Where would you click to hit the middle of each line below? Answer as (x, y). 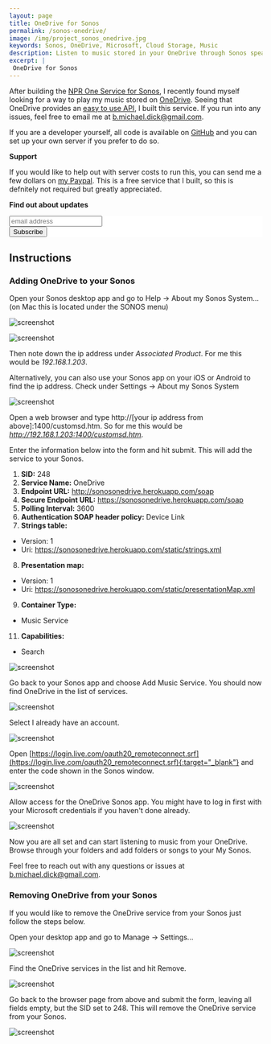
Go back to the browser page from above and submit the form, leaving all (130, 999)
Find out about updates (49, 204)
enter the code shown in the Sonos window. (82, 771)
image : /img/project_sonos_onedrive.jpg (78, 38)
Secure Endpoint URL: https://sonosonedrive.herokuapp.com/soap (132, 500)
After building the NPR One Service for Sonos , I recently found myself (125, 91)
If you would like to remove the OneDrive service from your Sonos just (125, 913)
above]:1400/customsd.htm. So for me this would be (96, 426)
